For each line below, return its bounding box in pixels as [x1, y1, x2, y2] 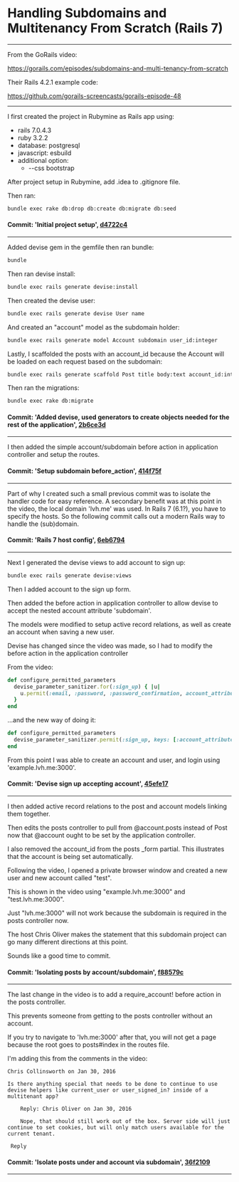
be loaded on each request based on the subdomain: [7, 357, 163, 366]
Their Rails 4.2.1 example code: [7, 78, 98, 86]
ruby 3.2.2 [17, 133, 48, 142]
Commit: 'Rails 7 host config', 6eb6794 [7, 536, 126, 544]
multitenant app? [7, 1093, 59, 1100]
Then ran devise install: [7, 269, 76, 278]
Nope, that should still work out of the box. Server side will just [20, 1118, 231, 1125]
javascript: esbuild [17, 148, 72, 157]
